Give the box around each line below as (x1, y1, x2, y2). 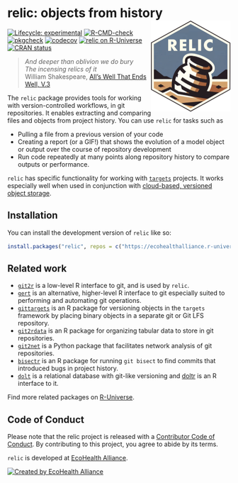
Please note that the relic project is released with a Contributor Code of (7, 433, 215, 441)
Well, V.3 (24, 79, 51, 88)
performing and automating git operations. (17, 296, 142, 305)
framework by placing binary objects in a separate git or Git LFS (17, 311, 204, 320)
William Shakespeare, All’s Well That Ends (24, 72, 147, 81)
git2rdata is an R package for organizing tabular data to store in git (17, 326, 214, 335)
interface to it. (17, 379, 59, 388)
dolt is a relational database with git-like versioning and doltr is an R (17, 372, 217, 380)
